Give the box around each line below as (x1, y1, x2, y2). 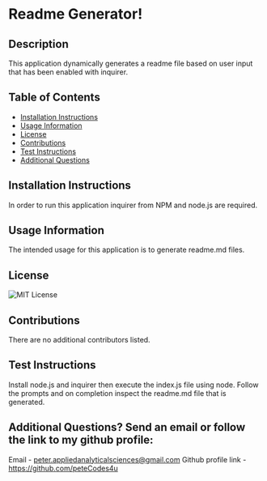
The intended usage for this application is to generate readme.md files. (8, 245, 245, 255)
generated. (8, 397, 45, 407)
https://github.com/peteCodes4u (8, 463, 119, 473)
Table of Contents (8, 91, 101, 104)
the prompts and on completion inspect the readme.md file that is (8, 388, 227, 398)
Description (8, 37, 69, 51)
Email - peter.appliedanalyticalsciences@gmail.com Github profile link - (8, 454, 247, 464)
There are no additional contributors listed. (8, 335, 151, 345)
